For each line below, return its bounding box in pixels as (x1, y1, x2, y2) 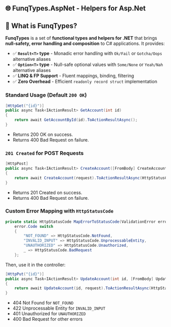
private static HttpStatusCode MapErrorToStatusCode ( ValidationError (5, 219, 156, 224)
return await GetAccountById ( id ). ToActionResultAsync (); (14, 118, 138, 123)
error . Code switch (14, 224, 53, 229)
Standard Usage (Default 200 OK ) (5, 91, 87, 99)
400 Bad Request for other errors (12, 316, 83, 322)
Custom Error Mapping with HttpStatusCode (5, 207, 113, 215)
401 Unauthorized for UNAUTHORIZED (12, 311, 86, 317)
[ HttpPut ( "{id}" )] (5, 271, 44, 276)
